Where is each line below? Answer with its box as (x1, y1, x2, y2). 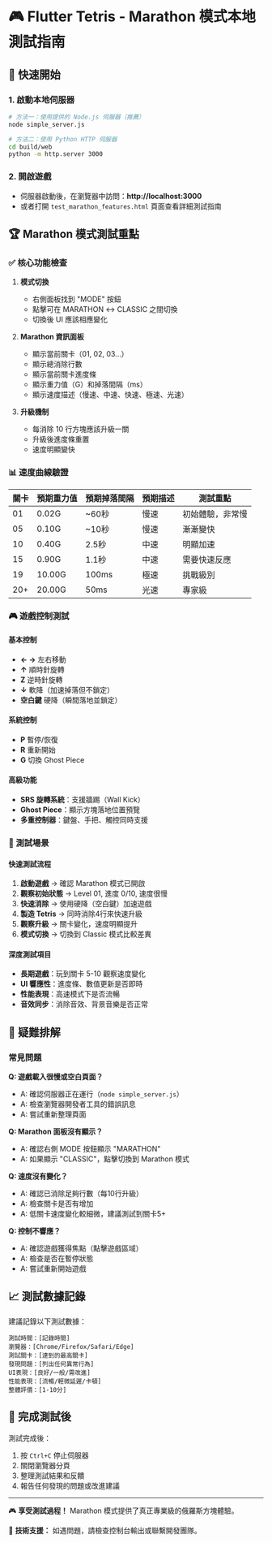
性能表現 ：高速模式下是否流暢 (19, 989, 120, 999)
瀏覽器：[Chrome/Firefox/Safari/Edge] (8, 1342, 135, 1351)
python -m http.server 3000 (8, 150, 104, 158)
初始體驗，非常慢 (182, 508, 249, 520)
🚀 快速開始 (8, 67, 61, 81)
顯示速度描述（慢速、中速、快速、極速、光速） (32, 390, 189, 400)
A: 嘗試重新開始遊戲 (19, 1264, 87, 1273)
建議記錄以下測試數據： (8, 1316, 87, 1326)
